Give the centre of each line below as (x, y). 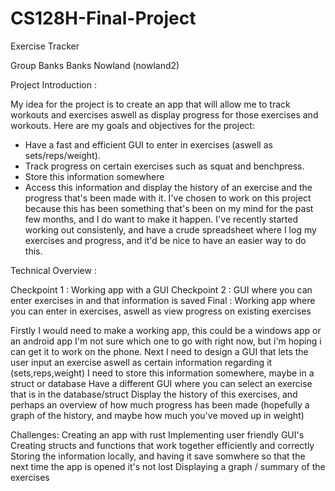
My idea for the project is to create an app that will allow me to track (150, 104)
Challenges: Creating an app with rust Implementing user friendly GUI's (157, 434)
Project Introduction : (53, 84)
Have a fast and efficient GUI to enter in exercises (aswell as (148, 144)
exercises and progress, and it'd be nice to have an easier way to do (165, 240)
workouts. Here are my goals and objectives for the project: (132, 125)
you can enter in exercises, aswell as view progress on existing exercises (161, 311)
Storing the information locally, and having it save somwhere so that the (158, 456)
